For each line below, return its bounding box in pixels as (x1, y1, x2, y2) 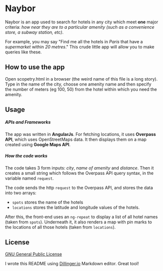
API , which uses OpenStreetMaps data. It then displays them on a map (5, 136, 147, 142)
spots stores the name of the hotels (12, 200, 84, 205)
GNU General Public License (5, 251, 62, 257)
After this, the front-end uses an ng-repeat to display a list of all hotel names (5, 214, 158, 220)
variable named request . (5, 175, 54, 181)
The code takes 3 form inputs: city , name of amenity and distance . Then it (5, 165, 154, 171)
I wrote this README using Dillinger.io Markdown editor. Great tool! (5, 260, 139, 266)
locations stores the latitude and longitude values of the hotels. (12, 204, 140, 210)
